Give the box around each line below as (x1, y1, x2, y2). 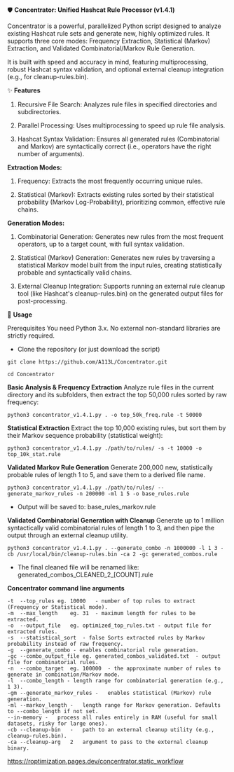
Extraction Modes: (7, 163, 62, 172)
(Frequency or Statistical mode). (7, 604, 109, 611)
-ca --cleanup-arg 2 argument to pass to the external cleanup (7, 738, 209, 745)
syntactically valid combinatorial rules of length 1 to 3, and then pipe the (7, 524, 215, 532)
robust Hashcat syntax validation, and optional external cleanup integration (7, 65, 224, 74)
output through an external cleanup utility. (7, 531, 128, 539)
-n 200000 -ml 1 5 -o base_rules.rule (76, 490, 190, 497)
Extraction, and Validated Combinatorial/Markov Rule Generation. (7, 44, 195, 53)
